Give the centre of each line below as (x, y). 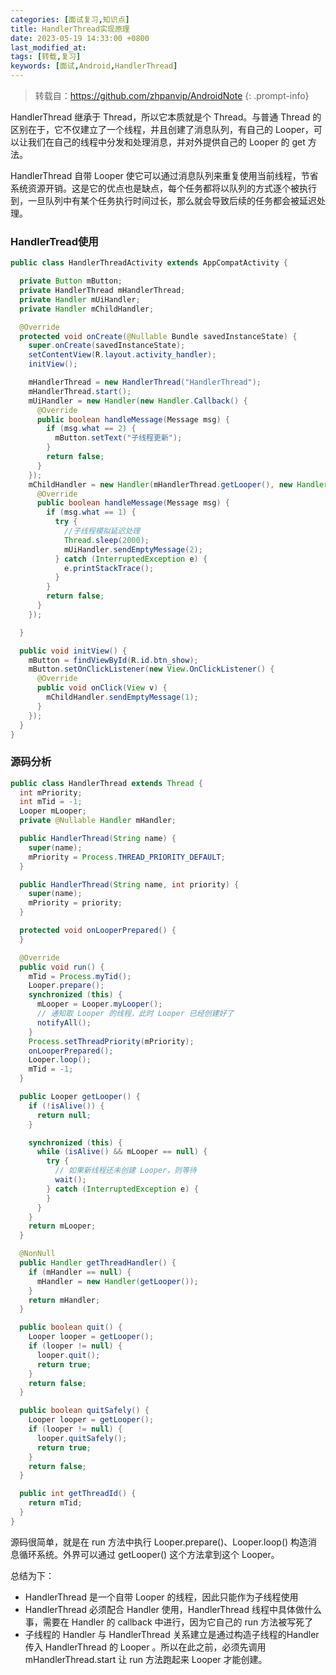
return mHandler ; (64, 1300)
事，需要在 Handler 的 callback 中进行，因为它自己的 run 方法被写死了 (169, 1622)
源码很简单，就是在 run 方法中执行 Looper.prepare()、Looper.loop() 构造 (159, 1542)
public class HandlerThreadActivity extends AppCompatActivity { (149, 263)
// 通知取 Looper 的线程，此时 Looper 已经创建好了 (135, 1014)
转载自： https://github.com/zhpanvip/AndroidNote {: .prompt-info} (172, 95)
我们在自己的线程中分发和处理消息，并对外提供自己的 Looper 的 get (166, 142)
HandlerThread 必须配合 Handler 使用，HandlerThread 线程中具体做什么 (173, 1609)
